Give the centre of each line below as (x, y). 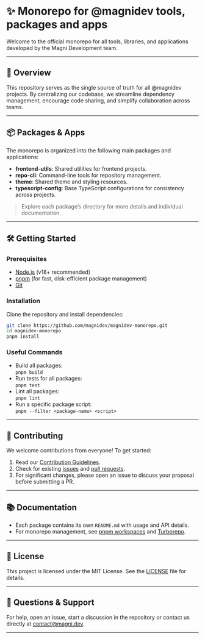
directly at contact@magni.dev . (45, 624)
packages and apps (57, 25)
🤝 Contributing (35, 436)
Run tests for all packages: (49, 379)
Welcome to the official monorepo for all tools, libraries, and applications (97, 41)
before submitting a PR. (45, 482)
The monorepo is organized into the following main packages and (89, 150)
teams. (15, 107)
